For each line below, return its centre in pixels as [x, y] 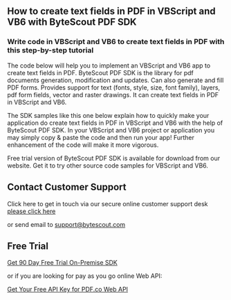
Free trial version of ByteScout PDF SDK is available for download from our [113, 158]
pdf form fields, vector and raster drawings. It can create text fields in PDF [113, 94]
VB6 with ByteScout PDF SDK [72, 22]
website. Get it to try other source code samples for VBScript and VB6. [108, 166]
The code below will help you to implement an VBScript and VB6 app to [109, 66]
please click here [31, 211]
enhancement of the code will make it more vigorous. [83, 145]
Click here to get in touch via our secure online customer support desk [108, 203]
